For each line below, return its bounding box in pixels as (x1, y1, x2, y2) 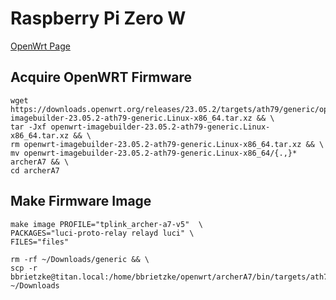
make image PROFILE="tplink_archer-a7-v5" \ (10, 219, 203, 229)
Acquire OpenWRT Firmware (10, 69, 193, 86)
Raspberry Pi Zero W (10, 7, 187, 30)
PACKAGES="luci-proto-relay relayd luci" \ (10, 228, 195, 238)
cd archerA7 (10, 165, 60, 176)
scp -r (10, 263, 38, 273)
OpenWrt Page (10, 40, 71, 52)
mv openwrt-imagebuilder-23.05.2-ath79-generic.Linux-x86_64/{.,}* (10, 148, 298, 158)
